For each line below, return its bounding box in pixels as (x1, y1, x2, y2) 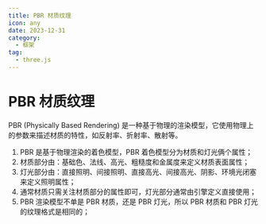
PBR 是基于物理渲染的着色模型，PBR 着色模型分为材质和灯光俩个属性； (19, 147, 253, 156)
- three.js (15, 56, 52, 64)
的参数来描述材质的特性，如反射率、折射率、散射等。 (8, 130, 183, 140)
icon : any (8, 19, 41, 27)
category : (8, 33, 41, 42)
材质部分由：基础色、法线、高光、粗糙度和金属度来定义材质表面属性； (19, 156, 250, 167)
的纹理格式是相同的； (19, 207, 90, 216)
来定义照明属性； (19, 176, 76, 187)
